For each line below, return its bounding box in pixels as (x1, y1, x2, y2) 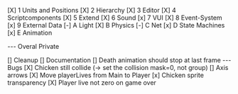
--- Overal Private (7, 42, 60, 50)
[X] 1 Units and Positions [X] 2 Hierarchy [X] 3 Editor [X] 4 (7, 6, 176, 14)
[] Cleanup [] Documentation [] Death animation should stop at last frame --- (7, 56, 232, 64)
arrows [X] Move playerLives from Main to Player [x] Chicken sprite (7, 71, 205, 79)
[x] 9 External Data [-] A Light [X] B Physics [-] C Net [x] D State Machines (7, 21, 225, 29)
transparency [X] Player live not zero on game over (7, 78, 156, 87)
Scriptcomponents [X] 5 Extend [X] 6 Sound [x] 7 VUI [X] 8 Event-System (7, 13, 222, 22)
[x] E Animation (7, 28, 53, 37)
